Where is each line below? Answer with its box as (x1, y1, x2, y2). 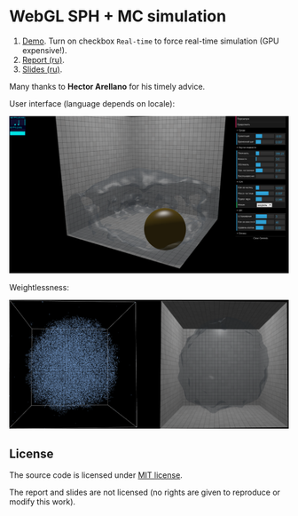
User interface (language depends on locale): (9, 98, 176, 108)
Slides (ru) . (21, 64, 63, 75)
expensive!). (21, 44, 67, 55)
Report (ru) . (21, 54, 65, 65)
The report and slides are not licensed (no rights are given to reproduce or (9, 487, 281, 498)
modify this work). (9, 496, 76, 507)
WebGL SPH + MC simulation (9, 6, 227, 27)
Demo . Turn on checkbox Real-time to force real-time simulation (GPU (21, 36, 279, 46)
